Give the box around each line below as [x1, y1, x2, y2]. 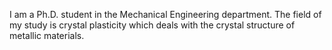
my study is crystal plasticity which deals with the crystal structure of [9, 19, 296, 31]
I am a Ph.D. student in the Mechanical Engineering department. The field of [9, 9, 322, 20]
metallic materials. [9, 30, 85, 41]
